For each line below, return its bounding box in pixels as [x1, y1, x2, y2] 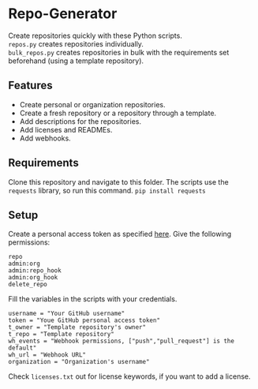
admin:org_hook [8, 274, 58, 282]
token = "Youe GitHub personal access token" [8, 316, 160, 324]
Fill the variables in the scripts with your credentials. [8, 294, 178, 304]
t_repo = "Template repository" [8, 331, 114, 339]
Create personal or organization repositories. [19, 99, 166, 109]
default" [8, 344, 37, 352]
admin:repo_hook [8, 267, 62, 275]
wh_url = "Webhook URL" [8, 351, 87, 359]
